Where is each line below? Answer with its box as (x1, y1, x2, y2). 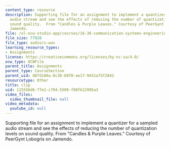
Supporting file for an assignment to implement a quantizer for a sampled (5, 120, 158, 126)
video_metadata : (5, 102, 39, 107)
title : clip (5, 82, 30, 87)
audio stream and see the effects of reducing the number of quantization (5, 125, 157, 131)
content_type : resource (5, 7, 56, 13)
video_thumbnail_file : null (10, 96, 69, 102)
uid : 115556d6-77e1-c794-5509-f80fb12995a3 (5, 87, 99, 92)
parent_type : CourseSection (5, 69, 65, 74)
